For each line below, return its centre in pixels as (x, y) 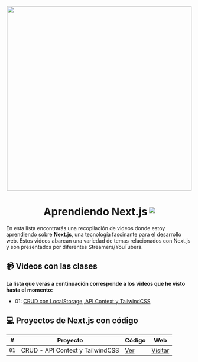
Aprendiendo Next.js (95, 212)
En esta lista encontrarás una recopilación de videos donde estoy (86, 228)
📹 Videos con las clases (52, 266)
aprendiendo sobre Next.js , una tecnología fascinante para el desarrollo (94, 234)
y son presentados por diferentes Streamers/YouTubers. (74, 247)
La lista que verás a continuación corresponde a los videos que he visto (96, 283)
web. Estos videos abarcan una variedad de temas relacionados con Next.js (98, 240)
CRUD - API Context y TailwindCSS (70, 350)
